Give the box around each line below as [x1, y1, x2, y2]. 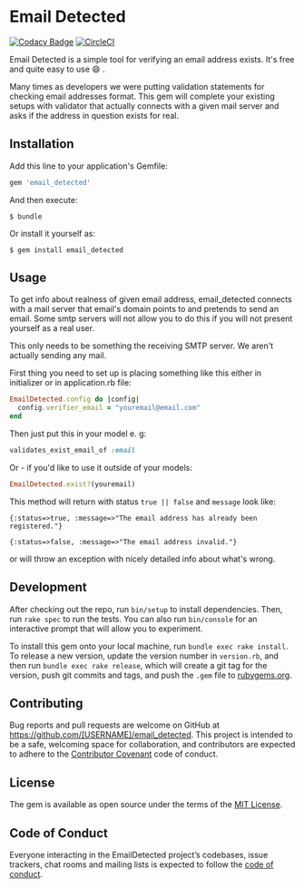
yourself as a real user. [9, 323, 95, 334]
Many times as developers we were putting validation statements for [9, 81, 265, 92]
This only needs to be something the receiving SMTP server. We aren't [9, 340, 274, 351]
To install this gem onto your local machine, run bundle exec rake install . [9, 640, 289, 651]
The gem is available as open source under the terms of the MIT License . [9, 799, 283, 810]
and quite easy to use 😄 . [9, 63, 105, 74]
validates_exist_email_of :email [9, 446, 136, 455]
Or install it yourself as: [9, 228, 95, 239]
